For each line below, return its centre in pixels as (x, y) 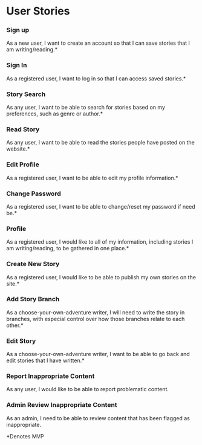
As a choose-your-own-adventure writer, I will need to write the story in (96, 312)
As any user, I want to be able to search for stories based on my (86, 108)
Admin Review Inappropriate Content (62, 405)
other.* (15, 325)
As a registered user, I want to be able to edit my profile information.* (92, 178)
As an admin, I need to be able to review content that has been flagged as (98, 418)
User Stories (38, 11)
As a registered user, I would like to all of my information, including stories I (100, 242)
